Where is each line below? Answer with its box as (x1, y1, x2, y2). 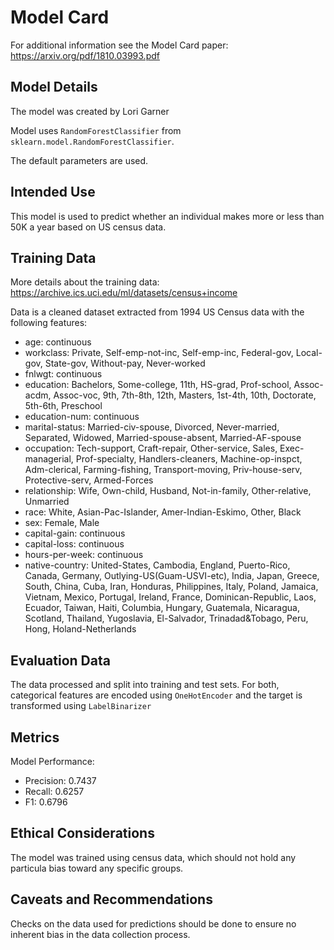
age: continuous (24, 336, 92, 348)
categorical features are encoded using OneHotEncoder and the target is (10, 689, 303, 701)
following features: (10, 317, 88, 329)
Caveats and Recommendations (10, 891, 213, 908)
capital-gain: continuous (24, 527, 126, 540)
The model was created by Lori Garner (10, 105, 170, 117)
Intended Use (10, 184, 96, 201)
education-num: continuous (24, 411, 140, 423)
